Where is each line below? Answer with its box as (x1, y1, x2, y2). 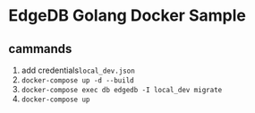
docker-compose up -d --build (21, 76, 135, 85)
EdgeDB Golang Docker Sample (8, 5, 247, 26)
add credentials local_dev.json (21, 65, 135, 75)
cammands (8, 41, 72, 56)
